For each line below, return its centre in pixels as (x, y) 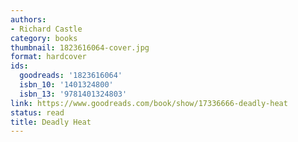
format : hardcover (48, 57)
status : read (37, 112)
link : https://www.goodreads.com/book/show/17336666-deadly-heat (149, 103)
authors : (28, 19)
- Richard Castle (46, 29)
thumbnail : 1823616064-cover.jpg (80, 47)
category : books (44, 38)
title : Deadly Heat (51, 122)
